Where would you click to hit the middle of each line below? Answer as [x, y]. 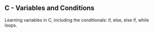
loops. [11, 25]
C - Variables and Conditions [49, 8]
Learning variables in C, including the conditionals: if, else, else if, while [77, 20]
